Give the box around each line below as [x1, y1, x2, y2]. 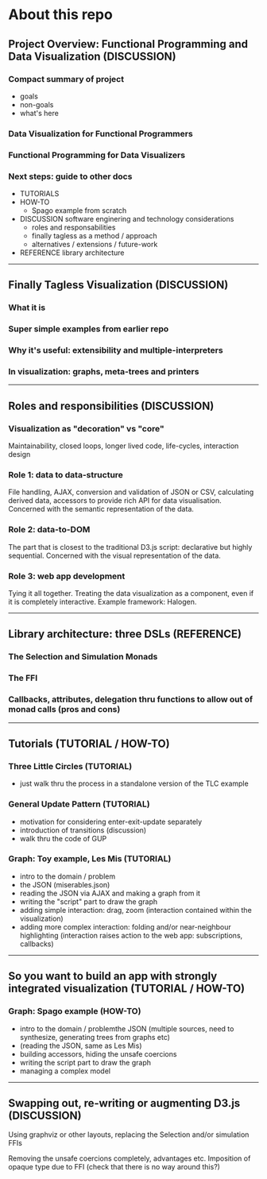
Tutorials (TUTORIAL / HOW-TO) [8, 736, 170, 750]
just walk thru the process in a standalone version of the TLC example [19, 779, 249, 788]
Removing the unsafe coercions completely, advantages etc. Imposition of [8, 1154, 251, 1163]
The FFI [8, 673, 38, 684]
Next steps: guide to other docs [8, 171, 133, 182]
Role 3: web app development [8, 570, 126, 582]
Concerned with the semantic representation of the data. [8, 504, 195, 514]
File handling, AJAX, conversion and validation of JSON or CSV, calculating [8, 487, 254, 497]
